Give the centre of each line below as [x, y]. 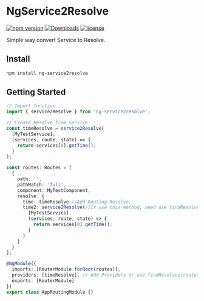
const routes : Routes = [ [39, 168]
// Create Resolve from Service [47, 123]
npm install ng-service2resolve [47, 73]
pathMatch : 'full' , [42, 185]
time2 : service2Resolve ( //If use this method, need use [94, 207]
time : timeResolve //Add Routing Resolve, [77, 202]
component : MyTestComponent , [54, 190]
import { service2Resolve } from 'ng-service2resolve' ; [78, 112]
